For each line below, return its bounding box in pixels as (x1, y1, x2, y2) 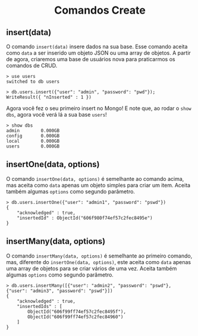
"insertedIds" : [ (17, 303, 62, 309)
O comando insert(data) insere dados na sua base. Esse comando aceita (6, 43, 188, 50)
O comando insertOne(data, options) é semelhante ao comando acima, (6, 175, 184, 182)
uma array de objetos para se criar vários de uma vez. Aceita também (6, 265, 177, 272)
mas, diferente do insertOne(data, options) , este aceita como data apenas (6, 258, 191, 265)
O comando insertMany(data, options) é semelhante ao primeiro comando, (6, 252, 193, 259)
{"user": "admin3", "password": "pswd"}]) (6, 288, 113, 294)
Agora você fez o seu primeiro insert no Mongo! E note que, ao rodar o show (6, 105, 191, 112)
